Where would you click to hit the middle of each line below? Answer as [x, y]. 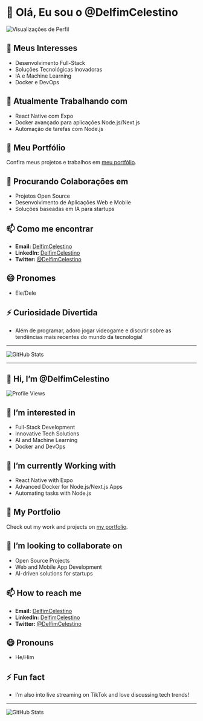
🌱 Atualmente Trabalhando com [67, 102]
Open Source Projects [42, 560]
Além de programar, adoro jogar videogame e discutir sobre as [93, 330]
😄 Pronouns [30, 642]
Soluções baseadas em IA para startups [65, 209]
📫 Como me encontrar [50, 229]
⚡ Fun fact [26, 677]
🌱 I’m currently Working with [61, 465]
